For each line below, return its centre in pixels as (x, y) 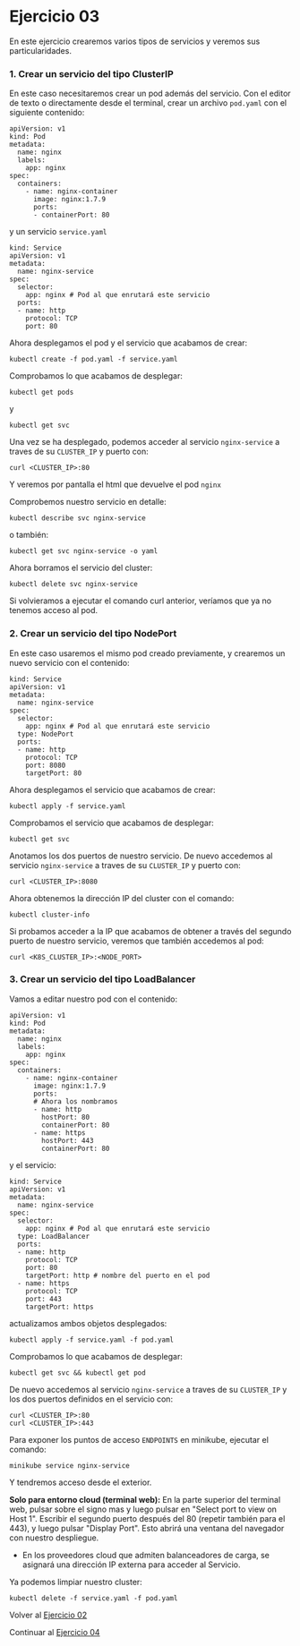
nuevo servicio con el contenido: (69, 662)
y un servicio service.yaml (58, 232)
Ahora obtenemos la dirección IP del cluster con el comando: (122, 898)
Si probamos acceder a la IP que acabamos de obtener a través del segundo (150, 931)
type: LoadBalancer (54, 1236)
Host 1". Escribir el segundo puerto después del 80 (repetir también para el (147, 1518)
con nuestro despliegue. (54, 1538)
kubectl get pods (42, 392)
